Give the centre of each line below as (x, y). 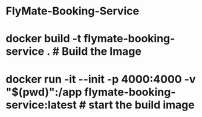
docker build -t (44, 39)
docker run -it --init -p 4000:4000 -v (101, 79)
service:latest (41, 105)
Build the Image (102, 52)
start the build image (141, 105)
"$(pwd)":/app (44, 92)
